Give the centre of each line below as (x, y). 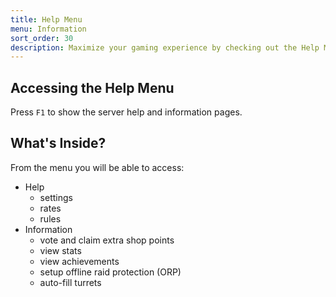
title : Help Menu (46, 19)
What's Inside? (58, 143)
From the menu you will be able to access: (97, 167)
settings (56, 197)
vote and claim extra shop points (107, 240)
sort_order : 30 (42, 38)
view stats (60, 250)
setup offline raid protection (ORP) (110, 272)
